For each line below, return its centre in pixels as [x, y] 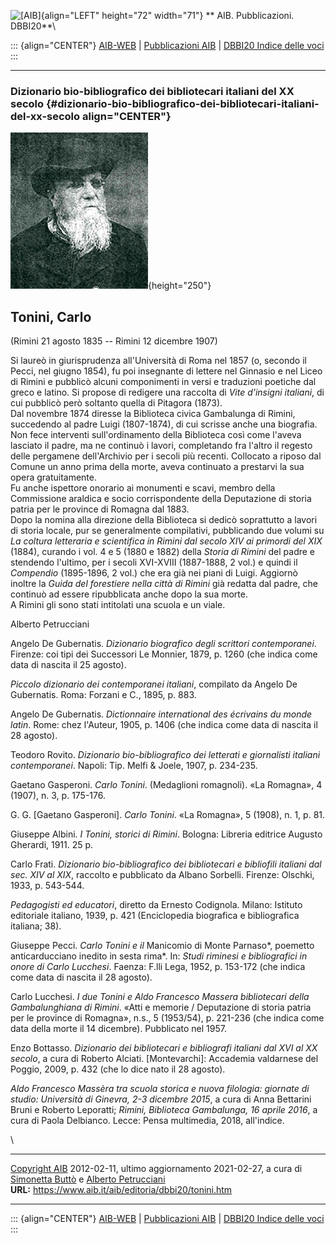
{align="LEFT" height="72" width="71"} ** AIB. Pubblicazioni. [167, 15]
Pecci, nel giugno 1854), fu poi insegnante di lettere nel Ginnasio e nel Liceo [166, 371]
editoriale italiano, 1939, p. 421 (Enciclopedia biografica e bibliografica [155, 916]
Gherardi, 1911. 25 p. [52, 845]
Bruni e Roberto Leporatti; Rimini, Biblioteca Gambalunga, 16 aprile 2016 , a [164, 1110]
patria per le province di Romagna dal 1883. [100, 509]
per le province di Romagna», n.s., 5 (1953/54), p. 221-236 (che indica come [167, 1018]
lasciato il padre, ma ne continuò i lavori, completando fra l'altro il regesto [161, 446]
